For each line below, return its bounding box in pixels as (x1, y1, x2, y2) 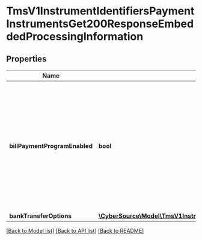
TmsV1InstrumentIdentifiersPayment (6, 4, 195, 18)
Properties (6, 54, 47, 64)
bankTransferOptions (9, 212, 72, 220)
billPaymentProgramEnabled (9, 142, 93, 150)
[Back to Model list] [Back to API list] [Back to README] (6, 227, 144, 234)
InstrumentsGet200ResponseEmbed (6, 17, 194, 31)
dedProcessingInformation (6, 30, 144, 43)
